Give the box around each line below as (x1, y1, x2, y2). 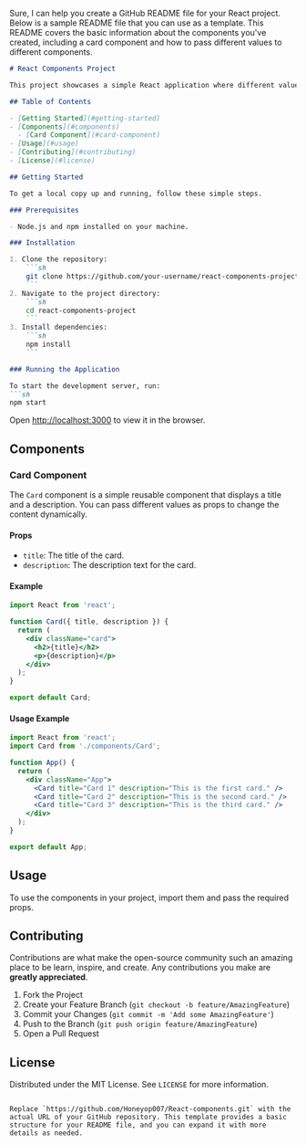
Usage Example (9, 712, 70, 724)
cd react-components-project (25, 306, 137, 315)
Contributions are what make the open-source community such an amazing (9, 952, 293, 963)
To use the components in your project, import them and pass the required (9, 892, 290, 903)
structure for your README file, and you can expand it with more (9, 1120, 267, 1130)
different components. (9, 47, 93, 58)
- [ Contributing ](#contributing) (9, 148, 137, 157)
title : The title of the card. (22, 550, 125, 561)
